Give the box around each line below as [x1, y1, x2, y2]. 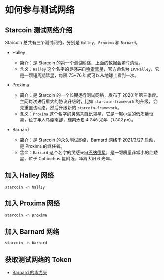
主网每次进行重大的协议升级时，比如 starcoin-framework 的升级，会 [19, 98, 158, 104]
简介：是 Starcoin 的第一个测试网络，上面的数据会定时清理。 [19, 60, 143, 66]
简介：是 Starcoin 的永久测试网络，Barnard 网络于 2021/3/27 [19, 137, 143, 143]
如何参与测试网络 [5, 4, 75, 16]
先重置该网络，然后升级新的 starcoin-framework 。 [19, 105, 122, 110]
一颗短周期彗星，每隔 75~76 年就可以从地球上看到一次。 [24, 72, 139, 78]
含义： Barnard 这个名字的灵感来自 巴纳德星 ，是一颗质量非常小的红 [19, 149, 154, 155]
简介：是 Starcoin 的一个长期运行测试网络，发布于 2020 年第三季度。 [19, 92, 161, 98]
